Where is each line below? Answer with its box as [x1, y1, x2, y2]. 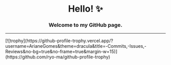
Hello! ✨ [68, 3, 103, 15]
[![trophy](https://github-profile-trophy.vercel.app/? [5, 38, 113, 44]
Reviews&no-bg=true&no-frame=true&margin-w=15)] [5, 49, 118, 55]
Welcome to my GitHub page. [48, 21, 123, 28]
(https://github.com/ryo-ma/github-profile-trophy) [5, 54, 110, 60]
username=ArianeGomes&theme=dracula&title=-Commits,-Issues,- [5, 43, 147, 49]
